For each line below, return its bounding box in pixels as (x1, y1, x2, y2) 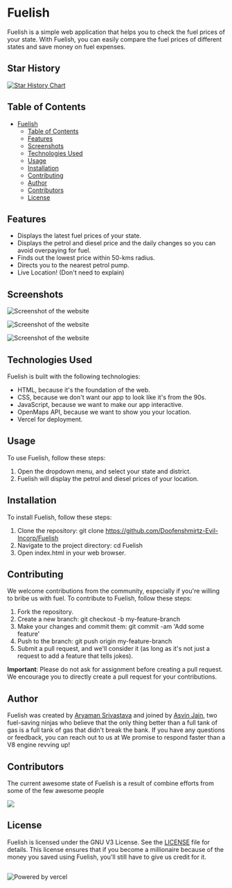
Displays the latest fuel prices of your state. (17, 232, 142, 240)
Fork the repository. (17, 608, 74, 616)
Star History (7, 62, 61, 74)
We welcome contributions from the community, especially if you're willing (7, 587, 220, 595)
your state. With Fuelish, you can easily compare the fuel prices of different (7, 35, 222, 43)
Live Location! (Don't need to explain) (17, 268, 125, 277)
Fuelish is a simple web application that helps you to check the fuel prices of (7, 28, 225, 36)
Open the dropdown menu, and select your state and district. (17, 467, 192, 476)
